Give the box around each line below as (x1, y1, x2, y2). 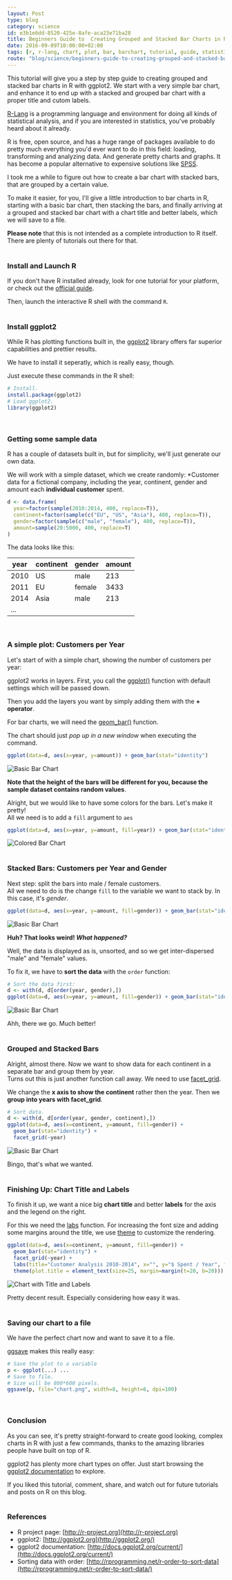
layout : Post (7, 10, 45, 17)
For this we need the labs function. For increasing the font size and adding (7, 1221, 219, 1230)
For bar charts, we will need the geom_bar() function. (7, 718, 159, 726)
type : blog (7, 17, 39, 23)
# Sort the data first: (7, 980, 76, 988)
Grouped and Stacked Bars (7, 1044, 99, 1054)
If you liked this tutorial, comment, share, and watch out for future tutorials (7, 1480, 219, 1489)
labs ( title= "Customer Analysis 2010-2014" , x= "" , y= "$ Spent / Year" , (13, 1261, 221, 1268)
